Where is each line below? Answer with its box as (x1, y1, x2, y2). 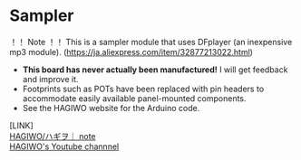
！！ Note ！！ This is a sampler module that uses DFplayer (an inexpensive (9, 36, 293, 47)
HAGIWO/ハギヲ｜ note (9, 130, 96, 141)
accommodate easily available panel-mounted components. (22, 92, 247, 104)
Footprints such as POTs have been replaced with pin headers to (22, 83, 265, 94)
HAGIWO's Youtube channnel (9, 141, 120, 152)
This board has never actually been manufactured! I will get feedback (22, 64, 288, 75)
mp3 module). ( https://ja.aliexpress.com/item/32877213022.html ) (9, 46, 254, 57)
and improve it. (22, 73, 79, 84)
